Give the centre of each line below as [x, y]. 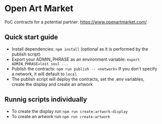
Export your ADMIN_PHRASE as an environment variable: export [76, 59]
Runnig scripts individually [46, 99]
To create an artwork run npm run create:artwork [61, 116]
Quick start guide [31, 37]
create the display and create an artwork [52, 84]
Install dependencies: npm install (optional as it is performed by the [80, 49]
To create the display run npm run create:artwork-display [70, 111]
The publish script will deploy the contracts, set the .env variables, [78, 79]
